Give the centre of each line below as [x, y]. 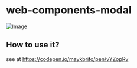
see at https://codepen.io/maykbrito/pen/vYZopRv [67, 59]
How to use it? [33, 45]
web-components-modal [69, 10]
